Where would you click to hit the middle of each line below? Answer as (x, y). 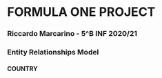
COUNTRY (22, 68)
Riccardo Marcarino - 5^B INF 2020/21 (72, 34)
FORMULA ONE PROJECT (81, 12)
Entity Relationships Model (53, 52)
